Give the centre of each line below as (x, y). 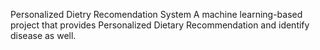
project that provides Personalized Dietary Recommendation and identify (160, 25)
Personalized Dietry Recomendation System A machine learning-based (156, 14)
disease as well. (43, 35)
